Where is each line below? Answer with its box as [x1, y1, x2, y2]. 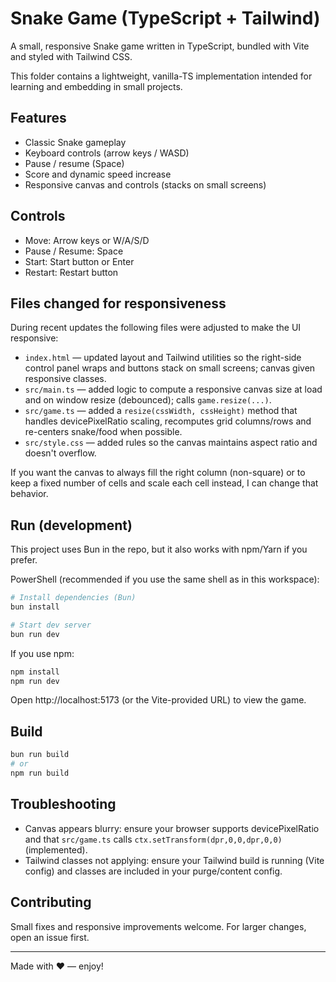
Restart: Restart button [24, 266, 119, 278]
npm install [10, 667, 60, 677]
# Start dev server [10, 620, 92, 630]
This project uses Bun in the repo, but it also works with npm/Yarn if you [10, 543, 308, 556]
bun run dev [10, 629, 60, 639]
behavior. [10, 488, 49, 500]
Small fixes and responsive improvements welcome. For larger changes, [10, 920, 307, 932]
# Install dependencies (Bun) [10, 593, 137, 603]
